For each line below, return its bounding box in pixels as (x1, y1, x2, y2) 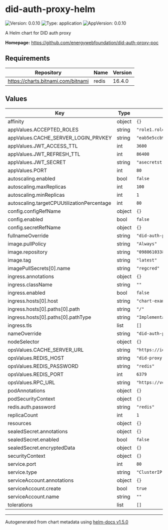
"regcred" (136, 265, 160, 271)
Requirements (5, 54, 50, 63)
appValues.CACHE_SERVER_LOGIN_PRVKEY (7, 134, 112, 141)
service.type (7, 468, 37, 475)
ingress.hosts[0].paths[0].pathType (7, 314, 91, 321)
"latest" (136, 257, 157, 263)
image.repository (7, 248, 48, 255)
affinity (7, 118, 24, 125)
